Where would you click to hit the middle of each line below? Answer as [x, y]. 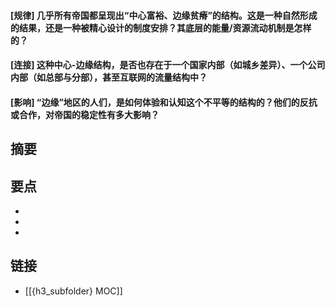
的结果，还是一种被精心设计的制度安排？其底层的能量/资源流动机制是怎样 [161, 27]
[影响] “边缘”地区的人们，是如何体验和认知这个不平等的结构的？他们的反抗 [164, 102]
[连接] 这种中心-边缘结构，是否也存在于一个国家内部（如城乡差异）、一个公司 [168, 65]
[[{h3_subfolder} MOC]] [73, 291]
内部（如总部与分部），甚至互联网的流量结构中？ [109, 77]
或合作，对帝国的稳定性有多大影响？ [85, 114]
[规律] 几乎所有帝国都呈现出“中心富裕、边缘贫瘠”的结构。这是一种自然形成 [164, 15]
